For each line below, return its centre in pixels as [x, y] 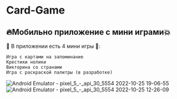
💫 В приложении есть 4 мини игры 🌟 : [53, 46]
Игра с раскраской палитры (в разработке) [59, 72]
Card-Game [36, 10]
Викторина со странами [34, 67]
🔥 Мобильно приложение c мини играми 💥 [88, 32]
